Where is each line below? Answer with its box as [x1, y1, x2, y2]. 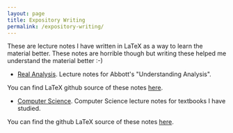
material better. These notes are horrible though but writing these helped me [7, 49, 227, 57]
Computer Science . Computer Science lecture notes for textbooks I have [17, 97, 226, 105]
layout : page [7, 10, 45, 17]
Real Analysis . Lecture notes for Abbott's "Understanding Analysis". [17, 70, 212, 78]
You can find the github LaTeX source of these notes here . [7, 118, 174, 126]
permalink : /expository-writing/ [7, 23, 104, 30]
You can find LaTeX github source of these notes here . [7, 84, 163, 92]
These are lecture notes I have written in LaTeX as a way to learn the [7, 42, 203, 51]
